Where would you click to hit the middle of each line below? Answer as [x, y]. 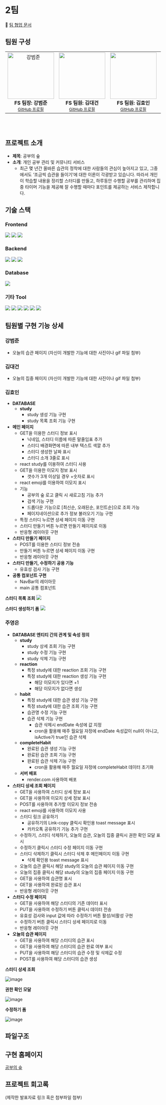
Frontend [16, 224]
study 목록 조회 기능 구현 [51, 421]
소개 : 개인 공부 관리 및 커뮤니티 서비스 [48, 162]
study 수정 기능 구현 [47, 652]
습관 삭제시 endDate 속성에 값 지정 [68, 724]
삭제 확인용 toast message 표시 [58, 860]
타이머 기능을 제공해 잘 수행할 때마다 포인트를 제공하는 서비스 [83, 187]
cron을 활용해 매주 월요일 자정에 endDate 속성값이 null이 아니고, [97, 731]
